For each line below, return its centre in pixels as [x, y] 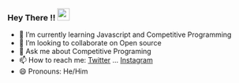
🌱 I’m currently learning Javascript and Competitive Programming [125, 34]
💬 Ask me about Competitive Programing [85, 52]
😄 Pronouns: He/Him [53, 71]
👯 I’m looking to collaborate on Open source [90, 43]
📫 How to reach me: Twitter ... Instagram [86, 60]
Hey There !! [32, 17]
